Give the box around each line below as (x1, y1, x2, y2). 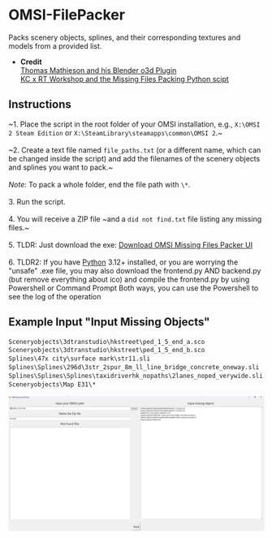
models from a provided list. (8, 41, 102, 50)
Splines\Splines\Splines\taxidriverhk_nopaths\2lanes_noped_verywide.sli (8, 372, 264, 381)
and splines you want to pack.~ (8, 162, 114, 172)
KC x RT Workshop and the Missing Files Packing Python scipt (19, 74, 229, 84)
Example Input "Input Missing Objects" (8, 315, 210, 329)
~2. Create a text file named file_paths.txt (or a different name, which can (8, 144, 261, 155)
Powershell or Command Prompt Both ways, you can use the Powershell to (8, 282, 259, 293)
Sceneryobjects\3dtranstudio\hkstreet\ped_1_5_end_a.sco (8, 338, 205, 346)
